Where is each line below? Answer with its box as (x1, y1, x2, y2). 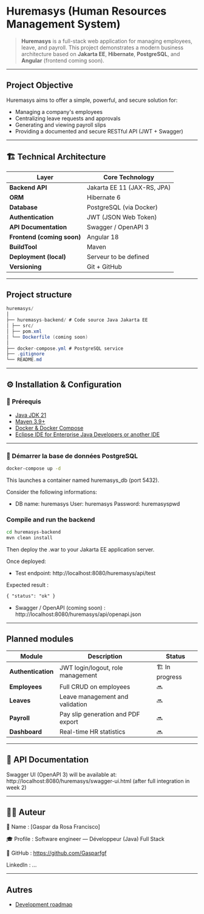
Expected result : (6, 581, 49, 589)
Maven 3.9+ (15, 417, 46, 425)
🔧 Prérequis (6, 397, 41, 406)
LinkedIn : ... (6, 861, 37, 869)
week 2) (6, 784, 27, 791)
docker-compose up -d (6, 466, 61, 472)
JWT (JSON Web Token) (87, 213, 157, 221)
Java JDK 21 (15, 411, 47, 419)
